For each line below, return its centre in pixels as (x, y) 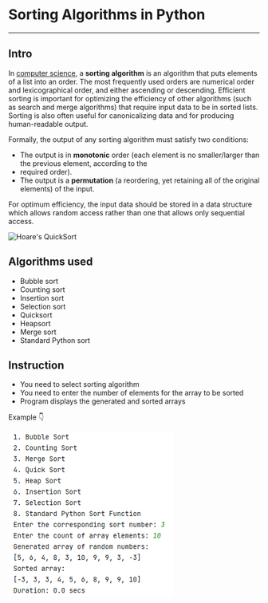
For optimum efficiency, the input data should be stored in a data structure (130, 204)
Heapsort (35, 323)
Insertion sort (42, 298)
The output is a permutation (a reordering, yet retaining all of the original (140, 180)
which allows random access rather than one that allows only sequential (127, 212)
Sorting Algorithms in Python (107, 15)
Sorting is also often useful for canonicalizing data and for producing (121, 115)
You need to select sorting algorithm (79, 384)
